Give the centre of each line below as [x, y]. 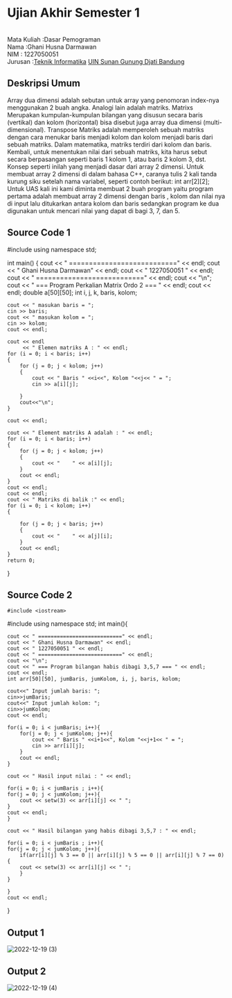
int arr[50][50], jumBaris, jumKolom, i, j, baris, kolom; [94, 679]
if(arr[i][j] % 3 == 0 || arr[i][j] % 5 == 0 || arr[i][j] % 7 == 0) [122, 856]
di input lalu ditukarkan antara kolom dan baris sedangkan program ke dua [113, 203]
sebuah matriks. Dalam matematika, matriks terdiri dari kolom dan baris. [109, 144]
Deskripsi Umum [44, 84]
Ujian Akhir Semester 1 [73, 13]
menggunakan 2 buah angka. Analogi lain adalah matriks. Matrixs [100, 107]
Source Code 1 [39, 233]
